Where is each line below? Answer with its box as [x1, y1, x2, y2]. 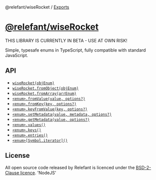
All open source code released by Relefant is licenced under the [5, 164, 135, 170]
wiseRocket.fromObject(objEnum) [12, 86, 79, 90]
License [5, 151, 30, 160]
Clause [5, 170, 20, 176]
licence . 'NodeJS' [20, 170, 57, 176]
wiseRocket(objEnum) [12, 81, 55, 86]
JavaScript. [5, 52, 29, 58]
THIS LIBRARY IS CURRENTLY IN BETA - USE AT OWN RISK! [5, 37, 127, 43]
